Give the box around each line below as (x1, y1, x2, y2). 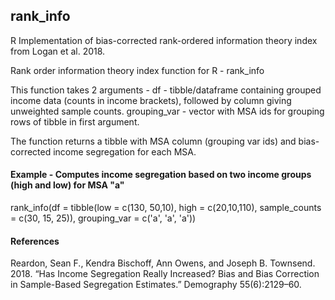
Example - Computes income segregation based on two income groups (10, 169, 312, 181)
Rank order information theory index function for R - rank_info (10, 64, 265, 76)
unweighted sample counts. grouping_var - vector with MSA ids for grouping (10, 105, 325, 117)
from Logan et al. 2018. (10, 45, 106, 57)
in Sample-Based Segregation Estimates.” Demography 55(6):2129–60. (10, 279, 302, 291)
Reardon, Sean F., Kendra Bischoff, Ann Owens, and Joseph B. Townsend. (10, 257, 316, 269)
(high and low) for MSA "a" (10, 179, 125, 191)
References (10, 235, 60, 247)
